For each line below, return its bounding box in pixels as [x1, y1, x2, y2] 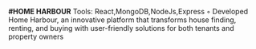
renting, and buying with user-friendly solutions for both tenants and [8, 24, 234, 32]
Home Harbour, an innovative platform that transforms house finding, [8, 15, 237, 24]
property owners [8, 32, 64, 41]
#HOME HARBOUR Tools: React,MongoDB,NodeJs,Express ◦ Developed [8, 7, 249, 16]
